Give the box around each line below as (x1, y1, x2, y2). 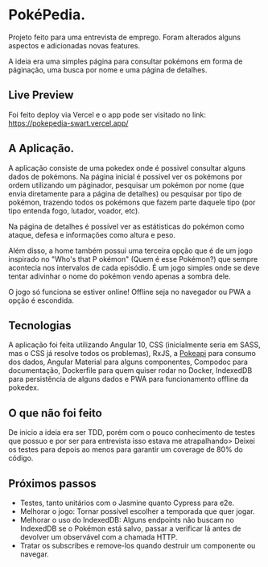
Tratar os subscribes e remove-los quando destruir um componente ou (19, 541, 256, 550)
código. (8, 453, 34, 463)
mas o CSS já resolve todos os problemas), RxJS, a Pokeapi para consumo (8, 349, 256, 358)
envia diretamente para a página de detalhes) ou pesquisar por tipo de (8, 188, 242, 198)
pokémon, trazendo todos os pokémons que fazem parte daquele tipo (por (8, 197, 256, 207)
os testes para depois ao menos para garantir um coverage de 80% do (8, 445, 243, 454)
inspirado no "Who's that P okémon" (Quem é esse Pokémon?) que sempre (8, 254, 258, 263)
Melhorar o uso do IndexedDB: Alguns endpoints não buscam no (19, 515, 235, 524)
